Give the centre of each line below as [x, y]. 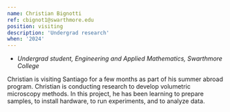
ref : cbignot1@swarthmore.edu [51, 20]
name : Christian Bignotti [44, 13]
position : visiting [35, 26]
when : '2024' [26, 39]
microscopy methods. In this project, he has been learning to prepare [105, 94]
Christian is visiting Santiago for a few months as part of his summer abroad [115, 79]
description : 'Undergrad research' [58, 33]
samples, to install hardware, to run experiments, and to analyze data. [106, 101]
